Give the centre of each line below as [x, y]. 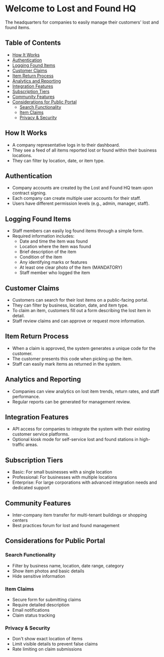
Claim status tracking [34, 615]
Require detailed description [41, 605]
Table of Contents [33, 43]
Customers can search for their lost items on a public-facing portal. [80, 300]
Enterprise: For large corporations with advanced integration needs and [84, 482]
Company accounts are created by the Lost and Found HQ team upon [82, 188]
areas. [32, 445]
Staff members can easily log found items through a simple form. [78, 231]
